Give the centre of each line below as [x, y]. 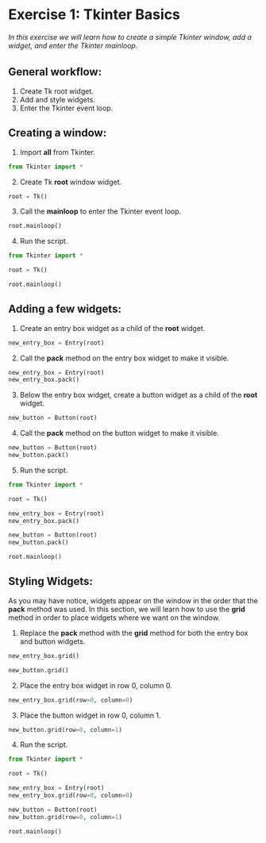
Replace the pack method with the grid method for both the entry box [134, 633]
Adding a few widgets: [65, 309]
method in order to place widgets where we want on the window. [114, 618]
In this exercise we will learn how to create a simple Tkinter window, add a [130, 37]
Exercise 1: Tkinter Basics [94, 15]
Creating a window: [58, 133]
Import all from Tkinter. [57, 152]
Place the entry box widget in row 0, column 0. [96, 685]
